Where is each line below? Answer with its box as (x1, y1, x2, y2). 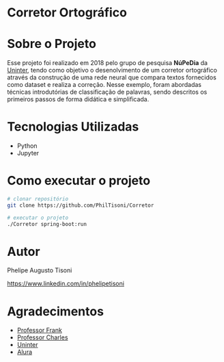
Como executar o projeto (7, 173, 151, 189)
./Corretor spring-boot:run (7, 220, 87, 227)
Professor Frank (16, 326, 63, 335)
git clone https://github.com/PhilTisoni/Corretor (7, 202, 154, 209)
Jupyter (16, 149, 40, 157)
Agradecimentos (7, 303, 104, 319)
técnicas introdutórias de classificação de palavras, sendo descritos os (7, 88, 208, 96)
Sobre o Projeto (7, 36, 97, 52)
